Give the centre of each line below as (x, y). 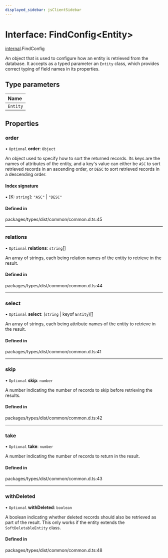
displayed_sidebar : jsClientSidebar (43, 10)
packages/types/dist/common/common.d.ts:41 (53, 352)
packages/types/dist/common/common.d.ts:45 (54, 219)
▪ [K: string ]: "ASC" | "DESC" (34, 197)
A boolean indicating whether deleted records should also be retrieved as (81, 517)
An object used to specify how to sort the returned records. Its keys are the (83, 159)
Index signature (22, 186)
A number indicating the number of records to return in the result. (72, 456)
